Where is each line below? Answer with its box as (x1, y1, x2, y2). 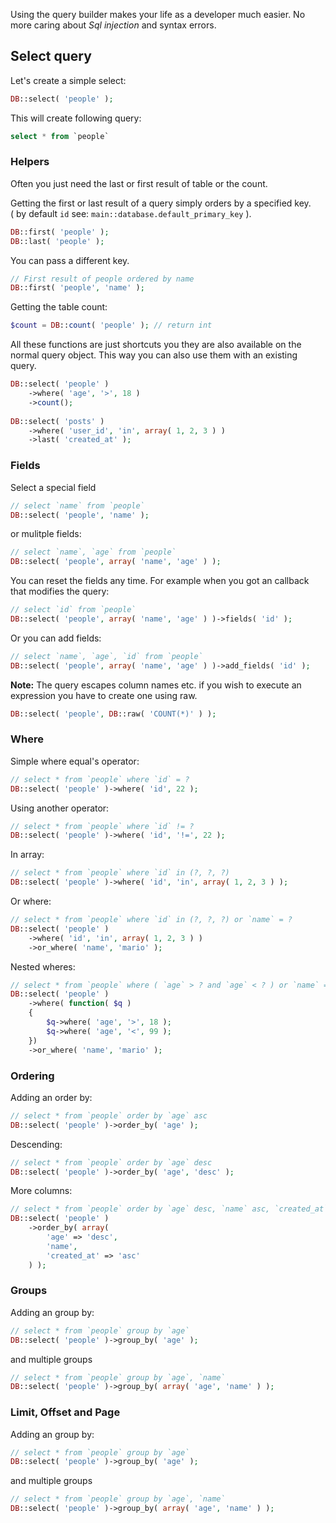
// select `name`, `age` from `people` (10, 547, 177, 558)
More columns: (10, 1185, 73, 1197)
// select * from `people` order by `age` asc (10, 1110, 208, 1121)
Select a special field (10, 481, 97, 493)
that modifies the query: (10, 585, 110, 598)
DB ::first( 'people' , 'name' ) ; (10, 283, 145, 293)
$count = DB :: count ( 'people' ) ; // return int (10, 320, 213, 331)
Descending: (10, 1138, 63, 1150)
